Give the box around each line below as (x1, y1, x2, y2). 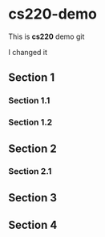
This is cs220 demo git (8, 32, 85, 41)
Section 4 (8, 218, 58, 232)
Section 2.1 (8, 166, 52, 177)
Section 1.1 (8, 95, 50, 106)
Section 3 (8, 191, 58, 205)
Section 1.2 (8, 116, 53, 128)
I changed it (8, 47, 48, 57)
